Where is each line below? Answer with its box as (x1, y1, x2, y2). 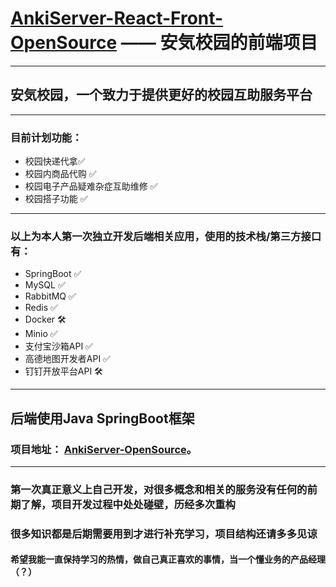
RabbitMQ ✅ (24, 290, 77, 302)
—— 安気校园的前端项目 (120, 32, 318, 54)
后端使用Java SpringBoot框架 (10, 410, 195, 427)
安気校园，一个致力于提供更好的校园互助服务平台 (10, 87, 313, 104)
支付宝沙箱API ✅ (24, 340, 93, 352)
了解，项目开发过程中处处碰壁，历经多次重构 (20, 497, 236, 511)
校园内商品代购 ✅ (24, 168, 97, 180)
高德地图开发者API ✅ (24, 353, 111, 365)
